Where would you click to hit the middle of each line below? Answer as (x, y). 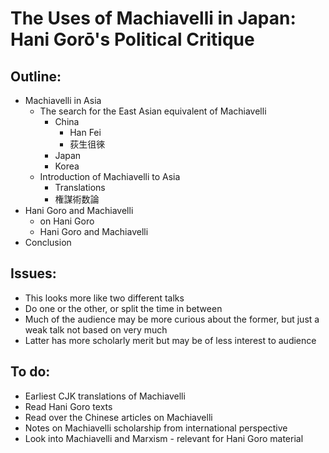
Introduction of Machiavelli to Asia (110, 176)
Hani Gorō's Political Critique (132, 39)
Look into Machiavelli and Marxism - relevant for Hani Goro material (164, 438)
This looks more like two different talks (104, 298)
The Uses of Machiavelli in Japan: (153, 18)
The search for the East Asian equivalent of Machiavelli (153, 111)
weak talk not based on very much (96, 329)
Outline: (36, 76)
